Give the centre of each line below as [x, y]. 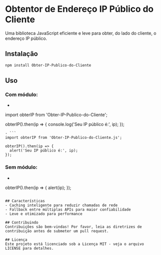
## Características [25, 201]
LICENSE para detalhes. [30, 248]
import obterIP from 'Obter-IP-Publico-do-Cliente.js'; [64, 138]
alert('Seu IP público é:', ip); [44, 151]
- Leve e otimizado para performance [44, 214]
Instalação [22, 54]
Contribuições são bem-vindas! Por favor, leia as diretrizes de [73, 227]
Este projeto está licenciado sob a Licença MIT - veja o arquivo [75, 244]
